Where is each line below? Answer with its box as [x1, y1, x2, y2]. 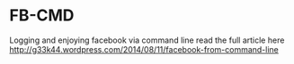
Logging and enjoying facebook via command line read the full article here [9, 35, 285, 45]
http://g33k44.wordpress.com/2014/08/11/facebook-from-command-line [9, 44, 279, 54]
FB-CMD [9, 5, 75, 26]
